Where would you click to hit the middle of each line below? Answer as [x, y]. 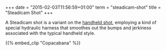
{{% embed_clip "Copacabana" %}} [43, 43]
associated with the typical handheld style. [50, 33]
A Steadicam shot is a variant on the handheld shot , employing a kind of [81, 22]
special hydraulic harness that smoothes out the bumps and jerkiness [78, 28]
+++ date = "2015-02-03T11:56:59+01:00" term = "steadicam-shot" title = [83, 7]
